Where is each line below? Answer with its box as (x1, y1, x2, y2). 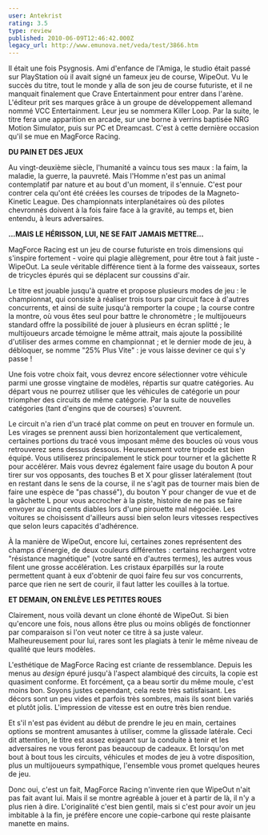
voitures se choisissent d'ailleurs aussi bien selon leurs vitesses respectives (8, 513, 258, 522)
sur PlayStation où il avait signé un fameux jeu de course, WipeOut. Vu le (8, 72, 249, 82)
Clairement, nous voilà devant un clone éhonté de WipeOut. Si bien (8, 611, 230, 620)
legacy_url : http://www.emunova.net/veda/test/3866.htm (8, 42, 198, 50)
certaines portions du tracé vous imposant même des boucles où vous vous (8, 436, 258, 446)
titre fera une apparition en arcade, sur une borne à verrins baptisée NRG (8, 115, 250, 124)
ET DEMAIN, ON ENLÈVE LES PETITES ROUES (8, 595, 162, 605)
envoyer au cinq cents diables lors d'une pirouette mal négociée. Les (8, 504, 236, 514)
